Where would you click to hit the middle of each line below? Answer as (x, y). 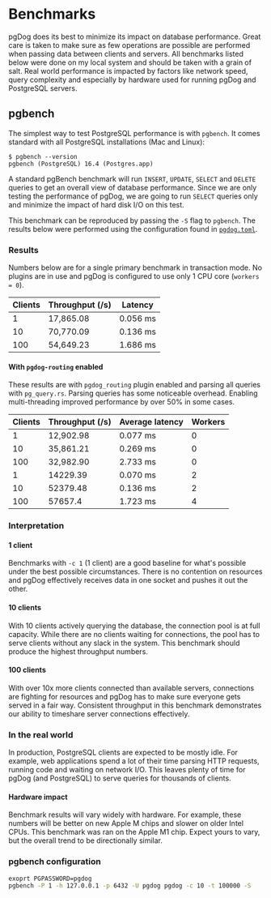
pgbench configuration (55, 862)
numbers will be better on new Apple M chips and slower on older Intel (126, 823)
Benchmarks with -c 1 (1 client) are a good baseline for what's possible (127, 563)
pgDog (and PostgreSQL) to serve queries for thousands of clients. (120, 778)
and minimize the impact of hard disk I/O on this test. (96, 204)
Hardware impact (38, 797)
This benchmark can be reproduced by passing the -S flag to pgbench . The (132, 220)
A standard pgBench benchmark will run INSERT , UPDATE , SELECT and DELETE (132, 178)
